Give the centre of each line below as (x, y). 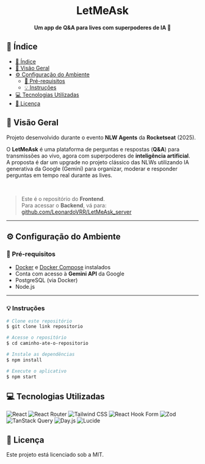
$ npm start (21, 377)
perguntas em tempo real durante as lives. (59, 175)
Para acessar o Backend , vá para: (64, 205)
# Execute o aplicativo (37, 371)
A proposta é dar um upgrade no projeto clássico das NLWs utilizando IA (98, 162)
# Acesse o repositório (37, 338)
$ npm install (24, 360)
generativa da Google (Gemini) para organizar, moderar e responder (92, 169)
